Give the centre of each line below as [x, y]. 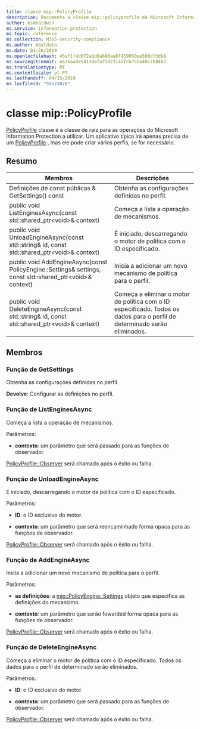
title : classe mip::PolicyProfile [49, 12]
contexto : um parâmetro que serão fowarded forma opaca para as [96, 614]
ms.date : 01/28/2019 [32, 51]
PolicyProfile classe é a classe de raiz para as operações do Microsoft [92, 129]
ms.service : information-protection [51, 28]
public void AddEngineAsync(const [58, 262]
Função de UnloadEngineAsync [53, 479]
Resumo [22, 161]
